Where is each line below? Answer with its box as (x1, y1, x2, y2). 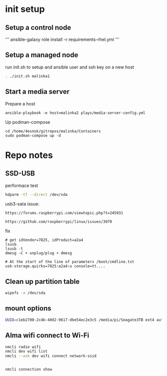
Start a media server (5, 88, 70, 96)
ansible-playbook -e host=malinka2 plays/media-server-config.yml (5, 110, 146, 115)
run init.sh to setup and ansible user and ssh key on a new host (5, 64, 134, 70)
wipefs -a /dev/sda (5, 290, 46, 295)
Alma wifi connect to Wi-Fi (5, 331, 89, 340)
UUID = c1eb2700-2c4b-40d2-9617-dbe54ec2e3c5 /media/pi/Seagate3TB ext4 (5, 317, 155, 322)
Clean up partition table (5, 277, 80, 285)
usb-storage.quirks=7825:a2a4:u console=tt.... (5, 264, 106, 269)
